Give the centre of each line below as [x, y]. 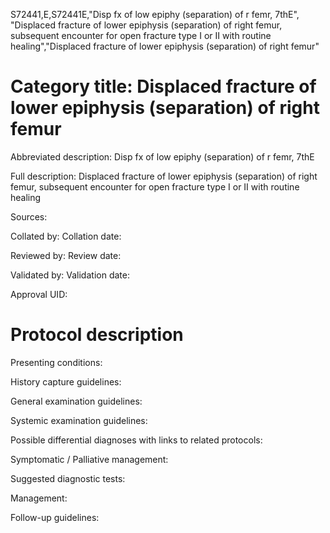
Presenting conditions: [56, 362]
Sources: [29, 216]
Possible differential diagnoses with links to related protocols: [136, 440]
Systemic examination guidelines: [79, 420]
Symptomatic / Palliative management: [89, 459]
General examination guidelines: [76, 401]
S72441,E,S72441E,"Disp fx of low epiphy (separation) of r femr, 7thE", [155, 14]
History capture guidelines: [66, 381]
